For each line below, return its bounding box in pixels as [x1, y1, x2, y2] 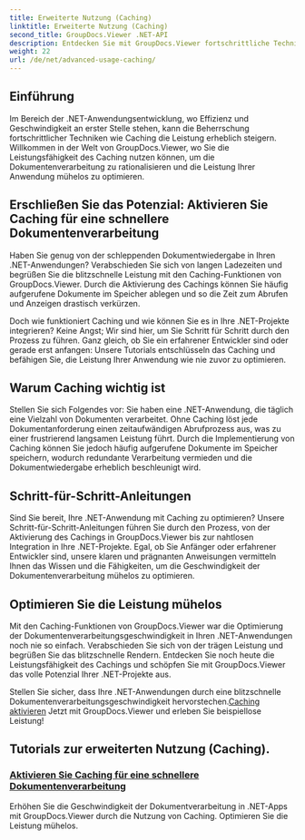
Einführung [9, 89, 74, 104]
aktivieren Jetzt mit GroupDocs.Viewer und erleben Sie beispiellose [9, 706, 261, 717]
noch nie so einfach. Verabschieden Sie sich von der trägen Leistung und [9, 640, 284, 651]
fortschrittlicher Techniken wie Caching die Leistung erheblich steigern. [9, 132, 277, 143]
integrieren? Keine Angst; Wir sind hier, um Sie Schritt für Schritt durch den [9, 325, 290, 336]
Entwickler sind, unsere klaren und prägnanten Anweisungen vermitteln [9, 551, 277, 562]
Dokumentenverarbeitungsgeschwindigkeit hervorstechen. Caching [9, 696, 261, 708]
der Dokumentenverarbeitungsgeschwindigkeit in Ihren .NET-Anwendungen [9, 630, 293, 641]
